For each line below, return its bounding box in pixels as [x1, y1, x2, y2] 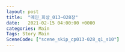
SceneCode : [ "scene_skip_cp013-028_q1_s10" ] [6, 36, 120, 42]
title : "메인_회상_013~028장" [6, 14, 78, 20]
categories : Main [6, 25, 50, 32]
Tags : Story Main [6, 31, 50, 37]
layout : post [6, 8, 39, 15]
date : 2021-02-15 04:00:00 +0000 [6, 20, 96, 26]
